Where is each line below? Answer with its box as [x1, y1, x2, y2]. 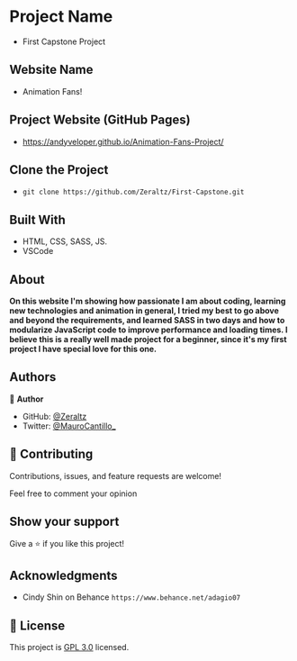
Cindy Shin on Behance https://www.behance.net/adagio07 [22, 592, 241, 602]
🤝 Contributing [9, 447, 94, 462]
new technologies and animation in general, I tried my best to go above [9, 305, 279, 316]
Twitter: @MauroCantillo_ [22, 421, 116, 431]
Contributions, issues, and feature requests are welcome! [9, 470, 222, 481]
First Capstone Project [22, 36, 106, 47]
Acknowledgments [9, 567, 119, 583]
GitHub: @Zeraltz [22, 411, 87, 421]
